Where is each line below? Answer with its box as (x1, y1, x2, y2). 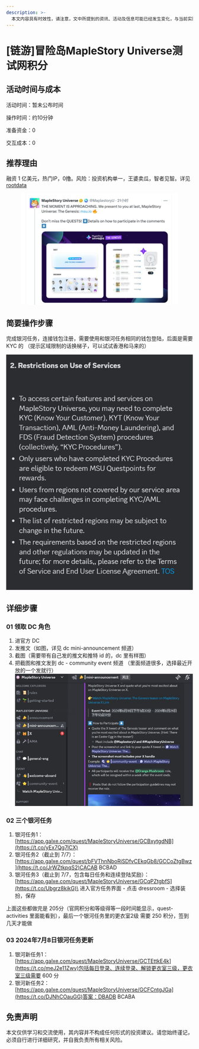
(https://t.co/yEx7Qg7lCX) (14, 844, 78, 851)
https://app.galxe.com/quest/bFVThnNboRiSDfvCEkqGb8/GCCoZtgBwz (17, 858, 192, 865)
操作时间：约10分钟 (6, 113, 53, 121)
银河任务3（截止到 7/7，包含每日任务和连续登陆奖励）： (14, 871, 150, 879)
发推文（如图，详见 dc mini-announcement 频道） (14, 644, 137, 652)
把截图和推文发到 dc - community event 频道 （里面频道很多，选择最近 (14, 659, 188, 666)
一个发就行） (25, 667, 57, 674)
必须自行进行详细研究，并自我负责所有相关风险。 (6, 1037, 126, 1044)
